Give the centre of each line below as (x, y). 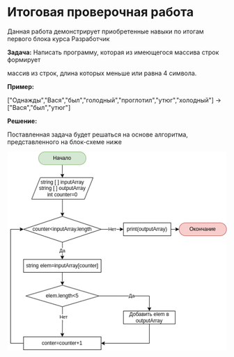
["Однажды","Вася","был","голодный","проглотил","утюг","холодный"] (111, 100)
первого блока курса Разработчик (58, 38)
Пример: (21, 86)
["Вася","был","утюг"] (39, 107)
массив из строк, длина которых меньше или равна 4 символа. (102, 73)
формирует (24, 59)
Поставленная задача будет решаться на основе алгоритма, (97, 134)
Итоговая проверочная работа (101, 12)
